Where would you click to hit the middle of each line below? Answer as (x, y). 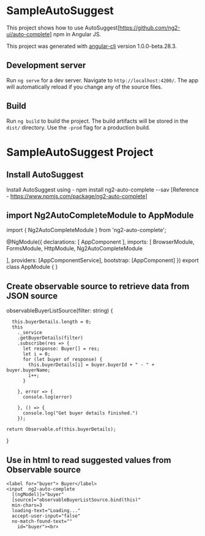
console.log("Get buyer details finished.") (80, 413)
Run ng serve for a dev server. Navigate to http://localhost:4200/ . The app (102, 80)
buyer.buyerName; (28, 370)
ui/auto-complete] (29, 34)
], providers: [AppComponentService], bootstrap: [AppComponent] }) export (102, 260)
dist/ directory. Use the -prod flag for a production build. (78, 127)
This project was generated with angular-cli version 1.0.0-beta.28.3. (92, 46)
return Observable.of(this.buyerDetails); (61, 429)
